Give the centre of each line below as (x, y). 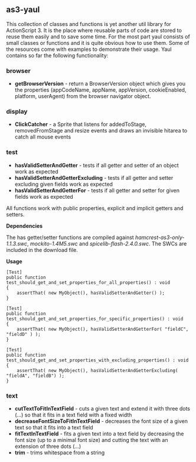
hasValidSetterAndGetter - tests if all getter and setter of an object (97, 165)
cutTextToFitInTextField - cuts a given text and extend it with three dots (102, 408)
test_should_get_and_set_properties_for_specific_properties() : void (95, 319)
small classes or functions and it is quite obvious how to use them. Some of (98, 43)
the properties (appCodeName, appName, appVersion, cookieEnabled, (100, 90)
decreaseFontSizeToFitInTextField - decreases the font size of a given (101, 421)
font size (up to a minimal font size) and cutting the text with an (91, 440)
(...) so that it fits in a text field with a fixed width (73, 415)
